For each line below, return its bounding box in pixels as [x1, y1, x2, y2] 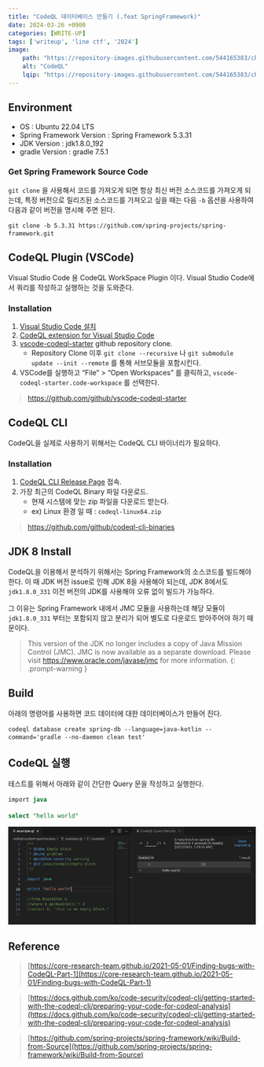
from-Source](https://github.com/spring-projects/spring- [27, 1041, 213, 1050]
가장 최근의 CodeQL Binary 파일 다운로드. [19, 487, 149, 497]
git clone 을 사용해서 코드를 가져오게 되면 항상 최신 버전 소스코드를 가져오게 [8, 185, 244, 194]
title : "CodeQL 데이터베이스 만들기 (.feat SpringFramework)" [8, 13, 201, 20]
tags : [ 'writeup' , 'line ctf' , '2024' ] [8, 38, 139, 46]
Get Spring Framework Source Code [8, 166, 148, 177]
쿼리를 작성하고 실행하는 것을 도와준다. [16, 282, 134, 292]
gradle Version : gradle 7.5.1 [19, 146, 108, 157]
